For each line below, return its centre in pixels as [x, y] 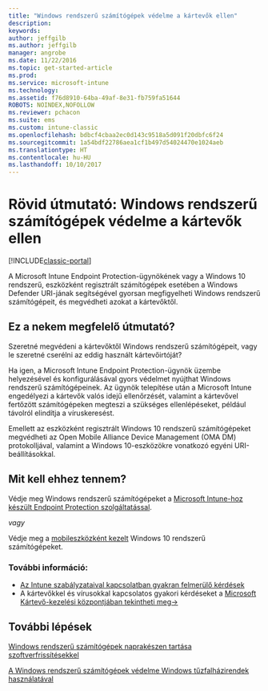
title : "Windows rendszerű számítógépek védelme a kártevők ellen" [123, 16]
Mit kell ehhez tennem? [67, 479]
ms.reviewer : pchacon [44, 113]
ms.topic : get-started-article [60, 68]
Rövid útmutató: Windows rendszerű [133, 204]
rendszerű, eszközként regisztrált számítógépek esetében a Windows [123, 285]
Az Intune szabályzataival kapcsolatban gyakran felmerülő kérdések [132, 584]
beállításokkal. [32, 454]
